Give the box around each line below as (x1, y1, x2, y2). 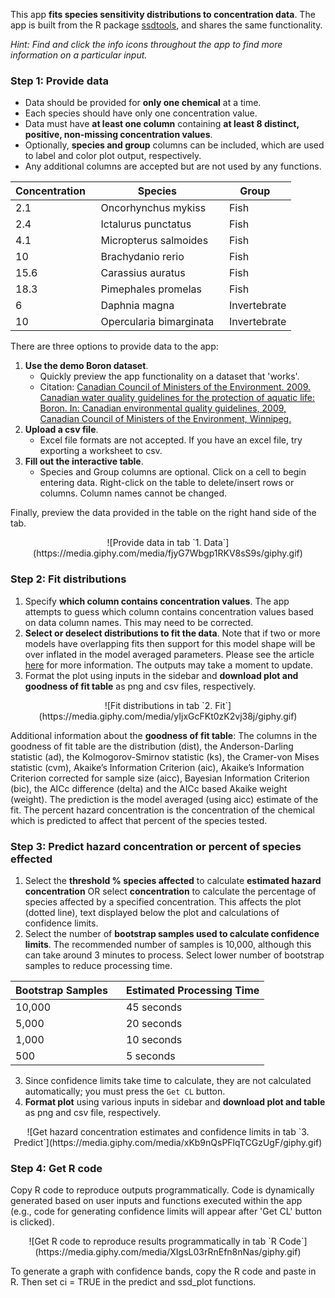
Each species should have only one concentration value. (24, 107, 258, 119)
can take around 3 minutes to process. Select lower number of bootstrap (24, 949, 325, 961)
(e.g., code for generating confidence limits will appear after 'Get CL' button (10, 1205, 322, 1218)
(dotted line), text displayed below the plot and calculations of (24, 906, 280, 918)
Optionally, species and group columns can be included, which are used (24, 139, 325, 151)
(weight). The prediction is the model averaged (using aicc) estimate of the (10, 793, 319, 805)
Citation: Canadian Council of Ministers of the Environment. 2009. (39, 381, 312, 393)
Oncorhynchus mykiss (100, 201, 207, 215)
